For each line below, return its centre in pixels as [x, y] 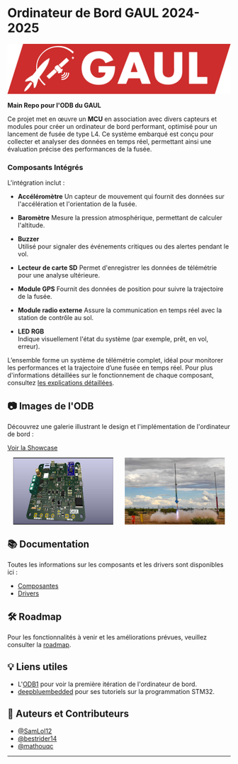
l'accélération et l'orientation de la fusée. [77, 204]
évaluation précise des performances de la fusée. [80, 149]
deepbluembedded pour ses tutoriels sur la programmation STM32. [116, 691]
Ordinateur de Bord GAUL [83, 13]
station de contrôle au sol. [56, 318]
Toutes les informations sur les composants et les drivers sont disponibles [115, 565]
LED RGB [31, 331]
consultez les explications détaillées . [61, 383]
